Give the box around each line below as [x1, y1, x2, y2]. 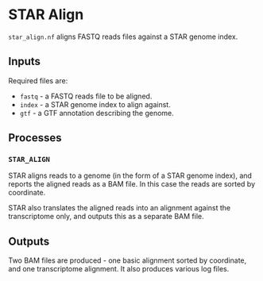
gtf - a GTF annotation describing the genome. [19, 108, 175, 117]
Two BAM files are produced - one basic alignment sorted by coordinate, [8, 256, 247, 265]
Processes [8, 131, 62, 144]
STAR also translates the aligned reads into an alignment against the [8, 203, 231, 213]
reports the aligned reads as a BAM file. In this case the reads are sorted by [8, 179, 256, 189]
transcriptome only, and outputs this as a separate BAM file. [8, 212, 204, 221]
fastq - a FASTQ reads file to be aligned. [19, 91, 153, 101]
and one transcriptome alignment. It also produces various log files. [8, 264, 230, 274]
